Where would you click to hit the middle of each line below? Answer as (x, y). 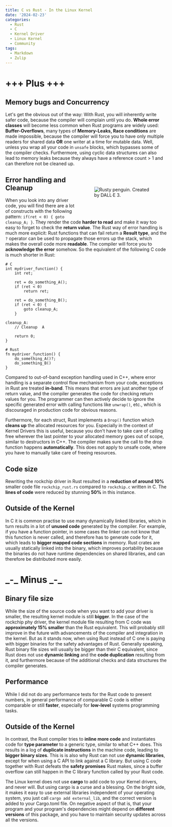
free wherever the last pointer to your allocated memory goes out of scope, (85, 436)
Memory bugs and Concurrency (57, 102)
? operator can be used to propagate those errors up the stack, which (79, 238)
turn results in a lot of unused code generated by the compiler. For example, (86, 526)
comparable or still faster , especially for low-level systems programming (82, 705)
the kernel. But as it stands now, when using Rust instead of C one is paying (85, 638)
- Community (23, 44)
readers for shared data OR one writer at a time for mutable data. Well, (79, 142)
